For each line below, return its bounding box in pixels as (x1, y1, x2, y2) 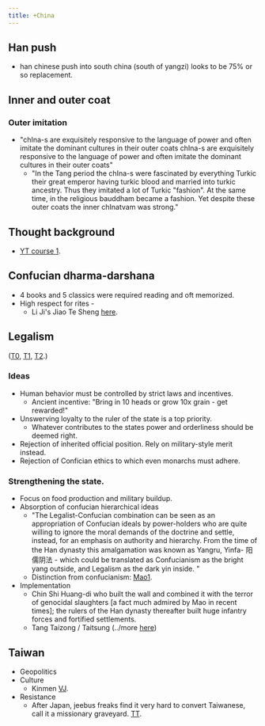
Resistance (19, 692, 56, 701)
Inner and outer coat (8, 93, 111, 107)
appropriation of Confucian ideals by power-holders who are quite (31, 519, 248, 529)
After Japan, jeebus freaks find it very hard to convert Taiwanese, (31, 700, 246, 709)
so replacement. (19, 70, 74, 80)
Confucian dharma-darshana (8, 269, 155, 283)
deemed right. (31, 431, 78, 440)
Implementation (19, 581, 71, 591)
